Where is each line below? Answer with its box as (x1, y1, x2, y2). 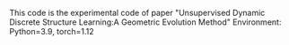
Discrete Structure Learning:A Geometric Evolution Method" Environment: (9, 17, 282, 27)
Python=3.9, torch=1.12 (9, 26, 94, 36)
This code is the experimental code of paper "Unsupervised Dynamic (9, 8, 266, 18)
